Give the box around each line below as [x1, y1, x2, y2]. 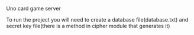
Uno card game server [6, 5, 61, 12]
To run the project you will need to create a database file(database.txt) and [6, 16, 189, 23]
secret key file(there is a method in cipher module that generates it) [6, 23, 170, 29]
